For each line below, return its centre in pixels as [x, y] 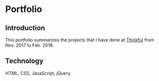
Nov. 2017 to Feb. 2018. [30, 45]
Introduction [25, 28]
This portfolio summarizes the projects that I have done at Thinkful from [80, 40]
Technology [24, 61]
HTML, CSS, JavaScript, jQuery [38, 73]
